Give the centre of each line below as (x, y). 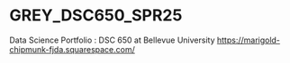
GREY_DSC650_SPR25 (96, 16)
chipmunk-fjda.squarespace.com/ (72, 49)
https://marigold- (249, 40)
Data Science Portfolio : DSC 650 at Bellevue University (112, 40)
